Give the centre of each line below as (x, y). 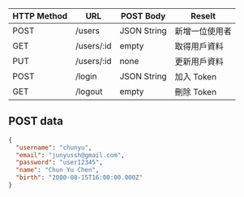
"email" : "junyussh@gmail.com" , (71, 155)
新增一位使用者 (203, 31)
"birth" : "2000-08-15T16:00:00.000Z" (79, 178)
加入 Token (196, 77)
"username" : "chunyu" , (54, 148)
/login (86, 76)
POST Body (143, 16)
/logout (89, 91)
